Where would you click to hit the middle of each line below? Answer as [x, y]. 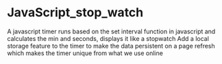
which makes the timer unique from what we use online [85, 53]
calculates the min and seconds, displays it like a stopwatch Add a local [108, 38]
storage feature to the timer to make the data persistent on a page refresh [111, 46]
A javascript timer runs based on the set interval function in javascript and [111, 31]
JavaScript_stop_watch [75, 13]
